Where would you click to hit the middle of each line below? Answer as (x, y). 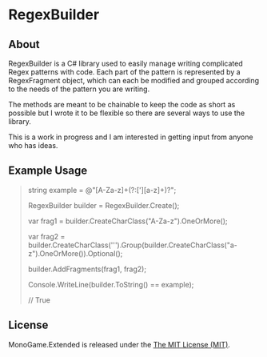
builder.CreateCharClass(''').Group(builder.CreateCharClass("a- (132, 245)
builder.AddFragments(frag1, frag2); (87, 269)
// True (39, 300)
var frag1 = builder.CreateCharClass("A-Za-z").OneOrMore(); (128, 221)
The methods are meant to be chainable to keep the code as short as (122, 104)
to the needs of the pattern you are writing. (79, 89)
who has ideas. (33, 145)
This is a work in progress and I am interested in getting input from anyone (131, 137)
